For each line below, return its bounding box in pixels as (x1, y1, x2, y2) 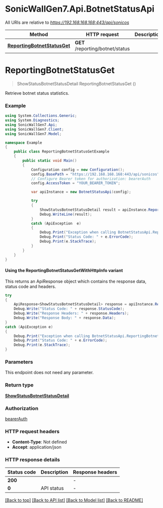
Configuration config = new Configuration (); (31, 167, 125, 172)
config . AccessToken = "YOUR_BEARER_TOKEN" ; (31, 181, 120, 186)
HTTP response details (5, 457, 60, 463)
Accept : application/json (12, 444, 62, 450)
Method (30, 31, 49, 37)
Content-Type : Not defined (12, 439, 67, 445)
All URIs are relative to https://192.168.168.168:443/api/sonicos (5, 19, 130, 25)
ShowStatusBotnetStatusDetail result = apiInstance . (39, 207, 149, 212)
